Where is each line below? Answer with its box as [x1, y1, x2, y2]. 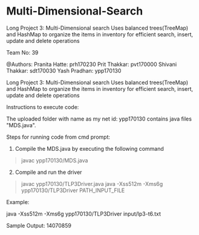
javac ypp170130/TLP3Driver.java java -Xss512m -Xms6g [21, 180, 163, 187]
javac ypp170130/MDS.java [21, 156, 88, 164]
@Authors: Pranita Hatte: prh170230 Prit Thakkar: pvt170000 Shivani [6, 61, 177, 68]
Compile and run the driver [15, 168, 82, 176]
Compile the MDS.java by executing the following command [15, 145, 165, 152]
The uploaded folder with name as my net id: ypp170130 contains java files [6, 115, 192, 122]
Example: [6, 198, 30, 205]
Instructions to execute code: [6, 103, 79, 110]
